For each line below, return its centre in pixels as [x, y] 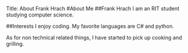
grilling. [15, 44]
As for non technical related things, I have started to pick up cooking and [94, 37]
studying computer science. [40, 15]
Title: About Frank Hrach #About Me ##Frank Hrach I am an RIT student [93, 9]
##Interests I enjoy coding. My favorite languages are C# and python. [90, 26]
